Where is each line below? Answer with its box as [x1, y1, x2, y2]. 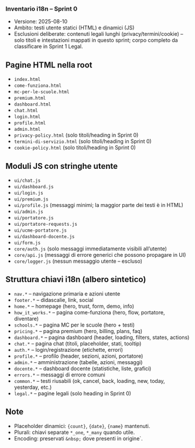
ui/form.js [13, 240, 41, 246]
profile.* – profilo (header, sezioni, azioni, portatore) [13, 352, 143, 359]
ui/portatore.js [13, 215, 54, 221]
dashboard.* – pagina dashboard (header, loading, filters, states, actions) [13, 334, 190, 341]
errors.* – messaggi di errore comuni [13, 371, 106, 378]
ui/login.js [13, 190, 43, 196]
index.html [13, 77, 41, 83]
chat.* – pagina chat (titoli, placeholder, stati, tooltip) [13, 340, 142, 347]
